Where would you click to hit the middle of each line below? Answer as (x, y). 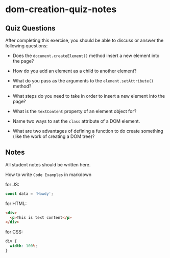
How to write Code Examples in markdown (48, 175)
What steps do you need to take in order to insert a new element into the (89, 96)
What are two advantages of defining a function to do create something (88, 131)
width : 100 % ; (24, 246)
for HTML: (16, 203)
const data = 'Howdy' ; (29, 194)
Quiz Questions (30, 28)
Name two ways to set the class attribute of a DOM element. (76, 121)
